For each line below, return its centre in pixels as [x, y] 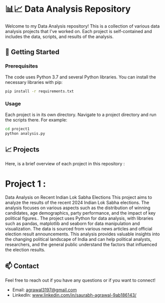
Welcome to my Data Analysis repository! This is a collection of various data [82, 26]
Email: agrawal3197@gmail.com [44, 290]
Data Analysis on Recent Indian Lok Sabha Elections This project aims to [79, 197]
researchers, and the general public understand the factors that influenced [81, 245]
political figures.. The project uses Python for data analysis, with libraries [79, 218]
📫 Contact [22, 266]
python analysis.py [25, 133]
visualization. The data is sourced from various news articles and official [79, 229]
